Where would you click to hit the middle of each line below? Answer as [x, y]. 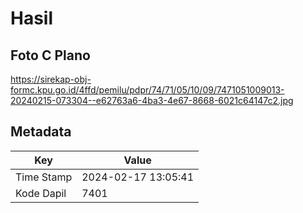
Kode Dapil [41, 193]
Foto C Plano [50, 55]
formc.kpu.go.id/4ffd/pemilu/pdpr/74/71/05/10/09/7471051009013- [147, 90]
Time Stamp [44, 177]
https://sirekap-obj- [51, 79]
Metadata [41, 132]
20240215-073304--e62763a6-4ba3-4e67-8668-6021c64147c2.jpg [152, 100]
